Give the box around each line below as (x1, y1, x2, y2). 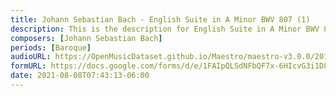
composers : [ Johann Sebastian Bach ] (10, 33, 163, 43)
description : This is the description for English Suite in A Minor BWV (10, 24, 320, 34)
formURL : (10, 61, 47, 71)
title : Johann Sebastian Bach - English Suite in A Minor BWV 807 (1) (10, 14, 311, 25)
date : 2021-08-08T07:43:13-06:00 (10, 71, 150, 81)
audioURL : (10, 52, 52, 62)
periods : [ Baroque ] (10, 42, 92, 53)
